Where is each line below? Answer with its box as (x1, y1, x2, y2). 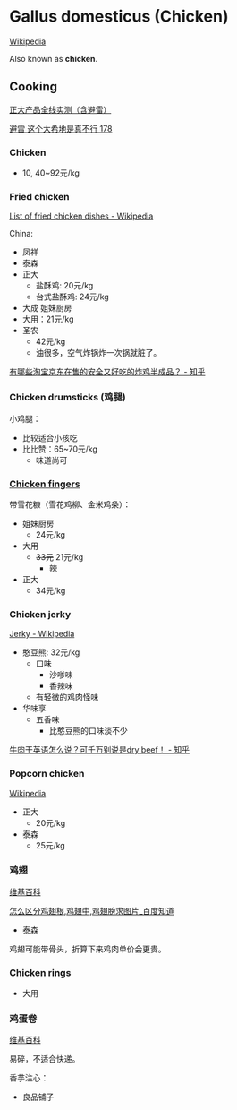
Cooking (9, 79, 58, 95)
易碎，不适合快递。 (9, 1054, 80, 1064)
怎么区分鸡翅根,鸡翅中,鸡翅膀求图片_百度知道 (9, 905, 174, 916)
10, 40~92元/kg (21, 168, 80, 178)
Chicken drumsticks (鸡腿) (9, 392, 127, 404)
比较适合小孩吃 (21, 432, 78, 443)
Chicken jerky (9, 607, 72, 620)
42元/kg (35, 336, 66, 347)
